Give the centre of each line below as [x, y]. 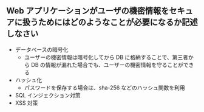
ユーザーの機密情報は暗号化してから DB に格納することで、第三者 [106, 57]
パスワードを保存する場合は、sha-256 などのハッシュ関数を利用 [104, 88]
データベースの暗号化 [42, 49]
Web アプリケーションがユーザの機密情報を [88, 11]
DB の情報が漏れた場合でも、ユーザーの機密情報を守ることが [107, 65]
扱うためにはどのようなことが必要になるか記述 [110, 22]
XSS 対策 [26, 103]
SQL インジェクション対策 [48, 95]
